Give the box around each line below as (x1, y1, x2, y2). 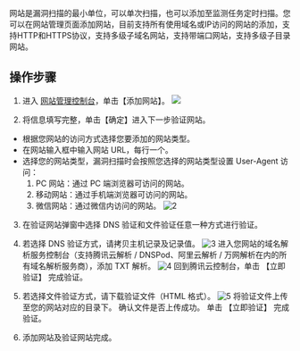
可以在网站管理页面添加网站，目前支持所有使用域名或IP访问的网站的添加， (9, 19, 283, 29)
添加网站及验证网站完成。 (21, 331, 117, 342)
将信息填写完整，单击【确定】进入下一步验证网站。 (21, 114, 211, 125)
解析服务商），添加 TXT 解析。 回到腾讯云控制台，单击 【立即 (46, 260, 286, 271)
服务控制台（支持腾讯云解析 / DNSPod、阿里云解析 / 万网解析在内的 (29, 249, 279, 260)
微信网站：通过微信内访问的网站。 (35, 200, 162, 211)
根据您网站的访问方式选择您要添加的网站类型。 (21, 133, 195, 144)
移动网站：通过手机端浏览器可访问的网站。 (35, 188, 193, 199)
